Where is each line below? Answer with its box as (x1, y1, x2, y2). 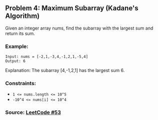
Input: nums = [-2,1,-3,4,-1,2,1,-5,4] (5, 54, 88, 59)
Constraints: (5, 80, 36, 87)
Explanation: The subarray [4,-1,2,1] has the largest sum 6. (5, 67, 125, 73)
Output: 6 (5, 58, 26, 64)
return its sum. (5, 30, 35, 36)
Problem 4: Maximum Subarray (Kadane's (5, 4, 138, 12)
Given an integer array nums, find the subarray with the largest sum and (5, 25, 153, 31)
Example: (5, 42, 28, 49)
